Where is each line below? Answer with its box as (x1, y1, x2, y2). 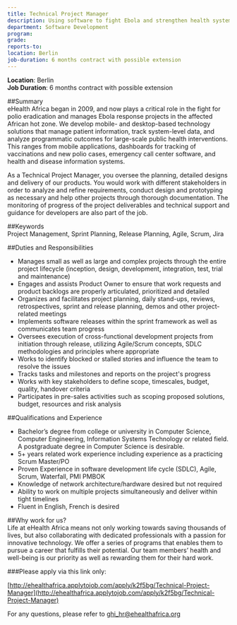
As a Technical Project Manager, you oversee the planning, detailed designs (7, 170, 228, 179)
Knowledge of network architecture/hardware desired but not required (17, 479, 222, 488)
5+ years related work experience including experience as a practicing (17, 450, 224, 458)
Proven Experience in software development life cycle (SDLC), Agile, (17, 465, 217, 473)
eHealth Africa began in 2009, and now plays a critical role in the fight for (7, 104, 221, 113)
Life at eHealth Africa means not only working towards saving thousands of (7, 523, 226, 532)
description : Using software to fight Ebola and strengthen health (7, 17, 210, 24)
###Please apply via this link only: (7, 567, 107, 576)
